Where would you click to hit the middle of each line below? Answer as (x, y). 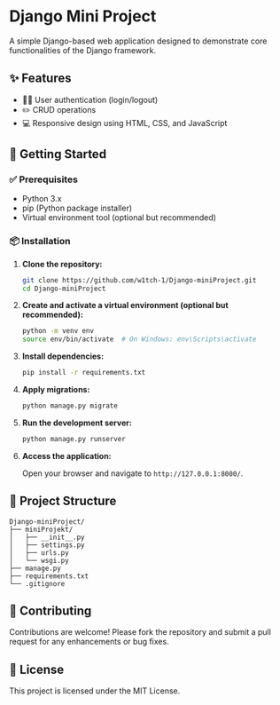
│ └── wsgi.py (39, 560)
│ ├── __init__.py (47, 537)
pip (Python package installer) (77, 208)
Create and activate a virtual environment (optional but (125, 305)
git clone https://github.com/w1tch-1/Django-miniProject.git (139, 280)
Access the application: (67, 455)
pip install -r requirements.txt (84, 373)
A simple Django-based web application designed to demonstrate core (138, 41)
